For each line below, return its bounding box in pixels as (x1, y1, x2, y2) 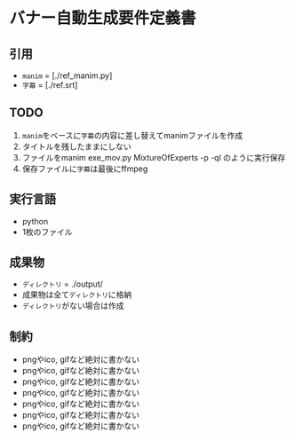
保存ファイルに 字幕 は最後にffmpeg (21, 163, 148, 174)
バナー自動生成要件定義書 (9, 8, 197, 28)
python (21, 216, 49, 226)
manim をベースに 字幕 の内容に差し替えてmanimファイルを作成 (21, 130, 243, 140)
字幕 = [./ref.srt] (21, 80, 78, 90)
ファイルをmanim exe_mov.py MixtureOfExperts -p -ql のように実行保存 (21, 152, 286, 162)
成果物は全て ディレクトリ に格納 (21, 289, 132, 300)
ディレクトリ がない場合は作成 (21, 301, 124, 311)
